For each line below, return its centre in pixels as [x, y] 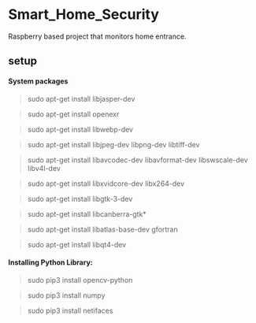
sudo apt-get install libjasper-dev [81, 98]
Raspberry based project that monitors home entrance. [97, 36]
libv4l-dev [44, 168]
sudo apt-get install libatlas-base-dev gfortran [103, 229]
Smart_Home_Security [84, 15]
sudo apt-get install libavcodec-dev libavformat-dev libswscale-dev [137, 160]
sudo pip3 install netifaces [70, 310]
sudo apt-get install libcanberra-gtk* [87, 213]
